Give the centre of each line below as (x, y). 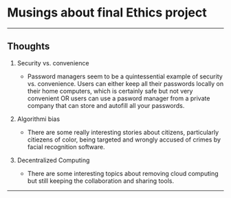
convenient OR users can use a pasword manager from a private (119, 98)
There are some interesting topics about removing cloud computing (123, 173)
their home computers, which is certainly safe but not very (110, 91)
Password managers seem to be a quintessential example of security (125, 76)
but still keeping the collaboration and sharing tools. (100, 181)
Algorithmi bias (38, 119)
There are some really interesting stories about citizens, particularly (123, 132)
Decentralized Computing (53, 160)
